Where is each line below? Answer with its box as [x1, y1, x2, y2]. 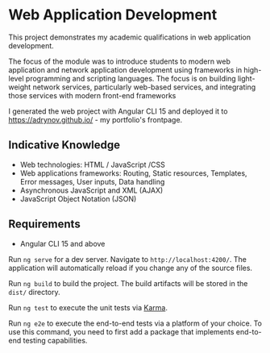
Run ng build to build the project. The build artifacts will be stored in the [8, 278, 248, 288]
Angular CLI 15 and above [19, 239, 106, 248]
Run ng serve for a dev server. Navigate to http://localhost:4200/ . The [8, 254, 247, 264]
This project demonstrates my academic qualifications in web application [8, 32, 251, 42]
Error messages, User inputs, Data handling [19, 176, 165, 186]
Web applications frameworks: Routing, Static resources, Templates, [19, 168, 247, 178]
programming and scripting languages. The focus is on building [25, 73, 236, 83]
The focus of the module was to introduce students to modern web [8, 56, 231, 66]
